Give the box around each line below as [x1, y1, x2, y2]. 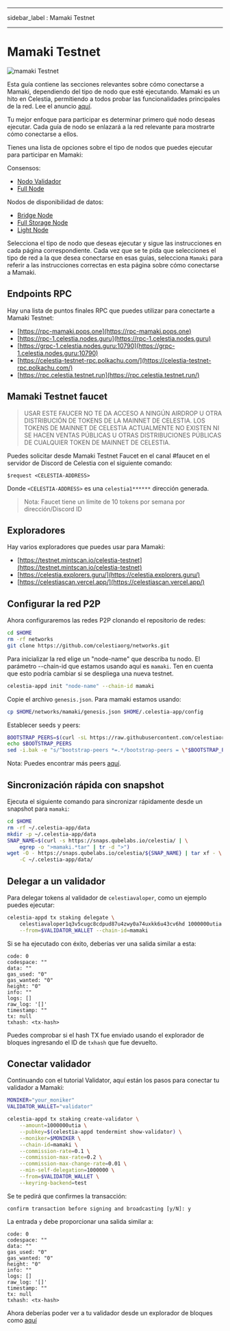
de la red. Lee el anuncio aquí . [7, 102, 92, 110]
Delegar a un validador [7, 875, 106, 887]
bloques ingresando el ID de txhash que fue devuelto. [7, 1038, 158, 1047]
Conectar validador [7, 1058, 91, 1069]
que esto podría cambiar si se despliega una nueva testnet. [7, 669, 174, 678]
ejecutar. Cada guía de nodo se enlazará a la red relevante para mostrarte [7, 122, 215, 131]
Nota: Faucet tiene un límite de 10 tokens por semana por [23, 497, 186, 506]
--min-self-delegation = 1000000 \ [19, 1167, 115, 1174]
